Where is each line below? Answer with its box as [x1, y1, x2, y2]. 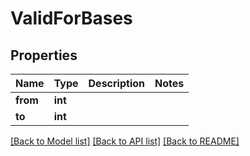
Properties [10, 47, 78, 64]
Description [88, 77, 145, 90]
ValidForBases [10, 7, 133, 30]
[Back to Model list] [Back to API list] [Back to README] [10, 135, 240, 147]
